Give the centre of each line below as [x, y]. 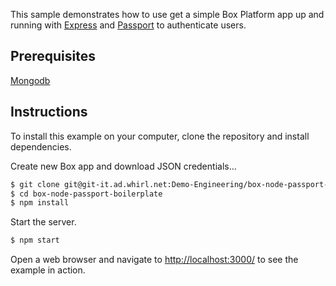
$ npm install [40, 203]
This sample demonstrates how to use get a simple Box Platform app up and [167, 14]
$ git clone [35, 184]
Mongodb [30, 80]
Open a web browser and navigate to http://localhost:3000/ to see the [154, 260]
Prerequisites [53, 56]
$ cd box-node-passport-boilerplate [86, 194]
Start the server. [43, 222]
